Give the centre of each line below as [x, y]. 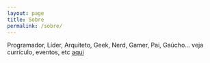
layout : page [26, 13]
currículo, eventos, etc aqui [45, 52]
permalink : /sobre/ [35, 26]
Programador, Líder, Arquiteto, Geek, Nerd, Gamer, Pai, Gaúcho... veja [105, 45]
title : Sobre [26, 20]
